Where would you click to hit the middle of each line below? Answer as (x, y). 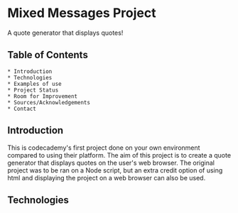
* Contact (22, 109)
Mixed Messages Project (82, 13)
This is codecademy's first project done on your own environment (104, 148)
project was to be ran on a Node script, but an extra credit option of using (115, 170)
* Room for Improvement (43, 96)
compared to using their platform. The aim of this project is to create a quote (119, 155)
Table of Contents (48, 55)
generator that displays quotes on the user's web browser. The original (111, 163)
